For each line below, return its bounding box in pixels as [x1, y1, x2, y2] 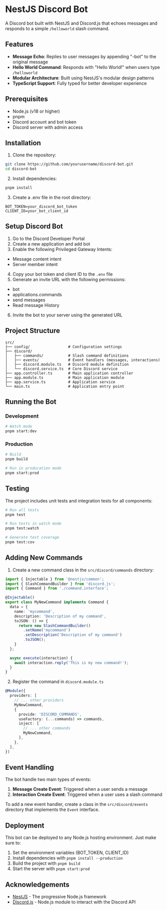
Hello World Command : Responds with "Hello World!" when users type [12, 64, 160, 70]
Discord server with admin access [12, 124, 83, 130]
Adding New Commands [5, 553, 83, 562]
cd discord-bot [5, 167, 37, 172]
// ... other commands [23, 726, 71, 731]
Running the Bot [5, 397, 57, 406]
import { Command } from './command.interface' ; [5, 586, 109, 591]
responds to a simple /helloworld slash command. [5, 25, 110, 31]
